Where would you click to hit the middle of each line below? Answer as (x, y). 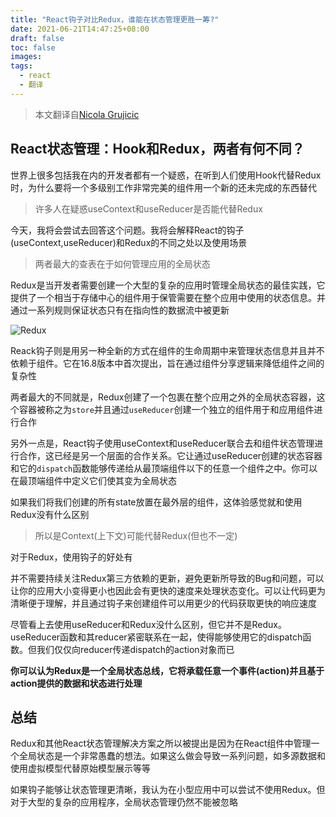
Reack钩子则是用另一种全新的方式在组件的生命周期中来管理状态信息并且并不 (167, 350)
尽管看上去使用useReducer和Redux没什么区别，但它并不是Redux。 (148, 624)
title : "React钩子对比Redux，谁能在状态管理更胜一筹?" (115, 19)
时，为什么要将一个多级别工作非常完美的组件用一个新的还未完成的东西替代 (163, 187)
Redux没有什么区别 (50, 514)
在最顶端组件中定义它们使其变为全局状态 (93, 480)
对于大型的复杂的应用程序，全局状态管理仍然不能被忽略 (124, 802)
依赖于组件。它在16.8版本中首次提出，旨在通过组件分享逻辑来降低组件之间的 (167, 363)
